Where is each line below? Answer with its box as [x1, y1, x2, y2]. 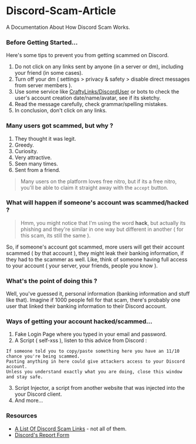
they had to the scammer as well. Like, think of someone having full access [6, 256, 188, 263]
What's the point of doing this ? [6, 277, 98, 285]
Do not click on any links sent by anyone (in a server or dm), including [14, 63, 184, 70]
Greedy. [14, 141, 34, 148]
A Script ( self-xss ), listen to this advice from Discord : [14, 337, 147, 344]
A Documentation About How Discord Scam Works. [6, 24, 130, 31]
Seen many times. [14, 160, 59, 167]
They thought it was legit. [14, 135, 76, 142]
